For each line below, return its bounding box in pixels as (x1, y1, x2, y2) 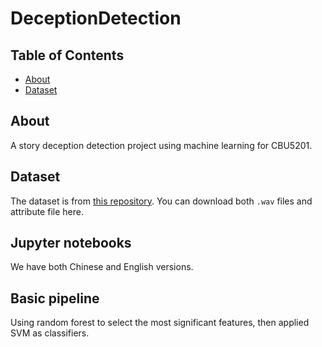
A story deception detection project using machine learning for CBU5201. (10, 139, 313, 151)
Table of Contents (10, 47, 125, 64)
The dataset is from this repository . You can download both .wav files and (10, 195, 313, 207)
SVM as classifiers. (10, 327, 90, 339)
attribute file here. (10, 205, 84, 217)
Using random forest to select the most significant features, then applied (10, 317, 310, 329)
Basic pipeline (10, 290, 100, 307)
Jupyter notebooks (10, 235, 132, 252)
